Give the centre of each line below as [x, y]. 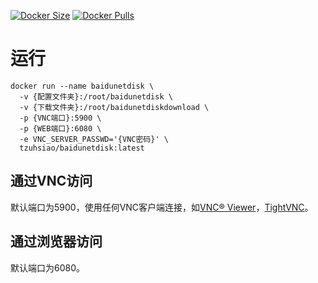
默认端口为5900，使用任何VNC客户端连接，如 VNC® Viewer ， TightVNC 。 [162, 207]
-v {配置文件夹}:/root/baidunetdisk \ [96, 96]
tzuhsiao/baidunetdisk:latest [82, 148]
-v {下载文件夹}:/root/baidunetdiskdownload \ [114, 107]
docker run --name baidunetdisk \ [82, 86]
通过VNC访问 [51, 181]
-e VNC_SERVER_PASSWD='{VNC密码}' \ [94, 139]
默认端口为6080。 [48, 267]
